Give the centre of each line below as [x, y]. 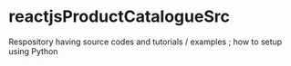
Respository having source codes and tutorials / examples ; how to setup [145, 42]
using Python [33, 51]
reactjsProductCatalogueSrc [119, 17]
